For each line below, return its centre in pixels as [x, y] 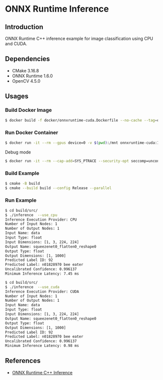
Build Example [22, 173]
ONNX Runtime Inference [57, 9]
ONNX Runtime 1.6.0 [33, 76]
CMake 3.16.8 [25, 70]
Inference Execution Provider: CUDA [42, 292]
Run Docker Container [32, 133]
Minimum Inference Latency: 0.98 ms [42, 346]
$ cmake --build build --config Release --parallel [58, 188]
